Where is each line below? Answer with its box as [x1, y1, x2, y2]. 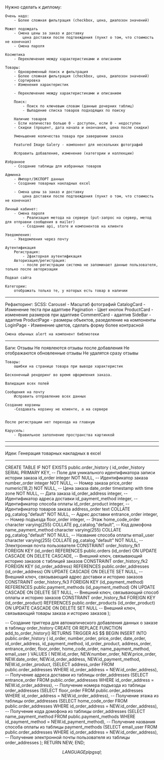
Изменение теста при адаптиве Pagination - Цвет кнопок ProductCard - [5, 306, 154, 312]
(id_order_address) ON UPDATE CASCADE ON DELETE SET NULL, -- [5, 569, 143, 574]
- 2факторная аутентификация [22, 254, 82, 259]
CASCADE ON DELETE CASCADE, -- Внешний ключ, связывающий [5, 553, 143, 558]
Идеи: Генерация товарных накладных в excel [5, 451, 101, 456]
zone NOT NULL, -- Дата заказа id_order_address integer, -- [5, 490, 128, 496]
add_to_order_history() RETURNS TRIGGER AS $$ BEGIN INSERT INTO [5, 630, 147, 636]
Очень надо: [5, 14, 29, 19]
